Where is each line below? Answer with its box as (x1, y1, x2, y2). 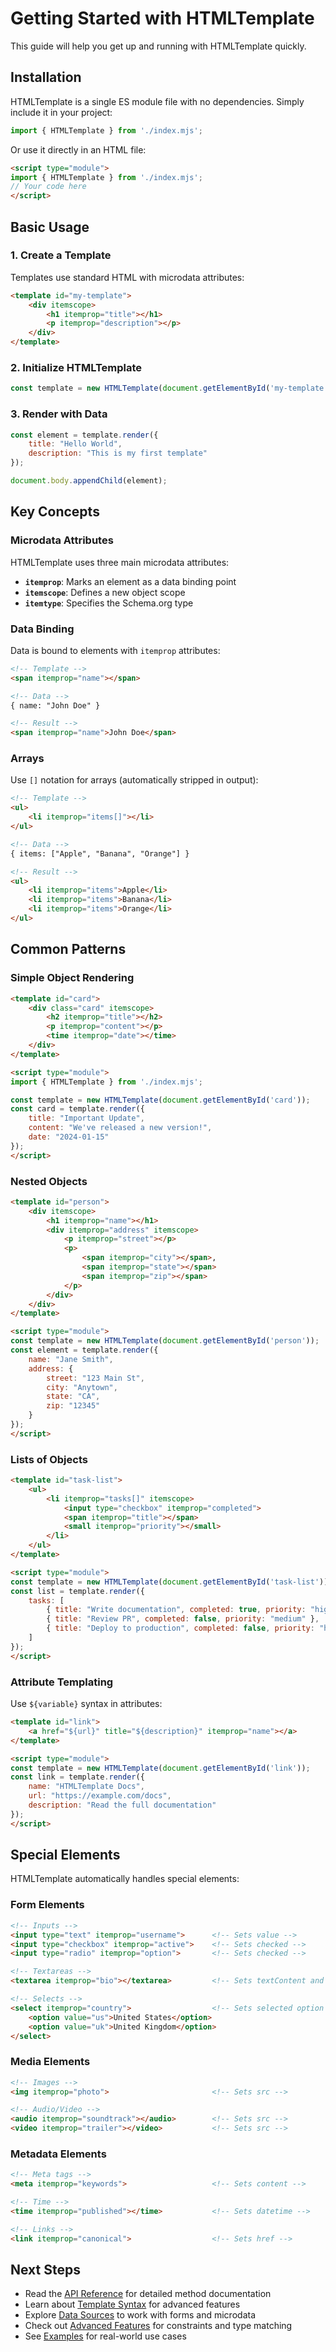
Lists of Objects (10, 1452, 88, 1466)
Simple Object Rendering (10, 971, 135, 985)
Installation (10, 69, 82, 86)
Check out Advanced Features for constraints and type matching (24, 2320, 293, 2332)
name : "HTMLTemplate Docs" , (28, 1782, 145, 1792)
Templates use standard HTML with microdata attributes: (10, 271, 245, 283)
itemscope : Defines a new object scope (24, 586, 186, 598)
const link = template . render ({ (10, 1772, 145, 1782)
